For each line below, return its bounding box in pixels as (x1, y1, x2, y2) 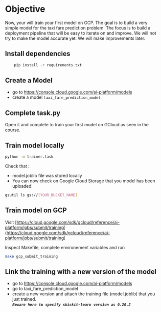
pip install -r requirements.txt (14, 62, 82, 67)
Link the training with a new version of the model (5, 267, 157, 276)
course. (5, 127, 21, 133)
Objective (5, 3, 46, 15)
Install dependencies (5, 50, 70, 58)
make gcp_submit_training (5, 254, 58, 259)
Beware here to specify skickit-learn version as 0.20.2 (12, 302, 131, 308)
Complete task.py (5, 109, 61, 117)
